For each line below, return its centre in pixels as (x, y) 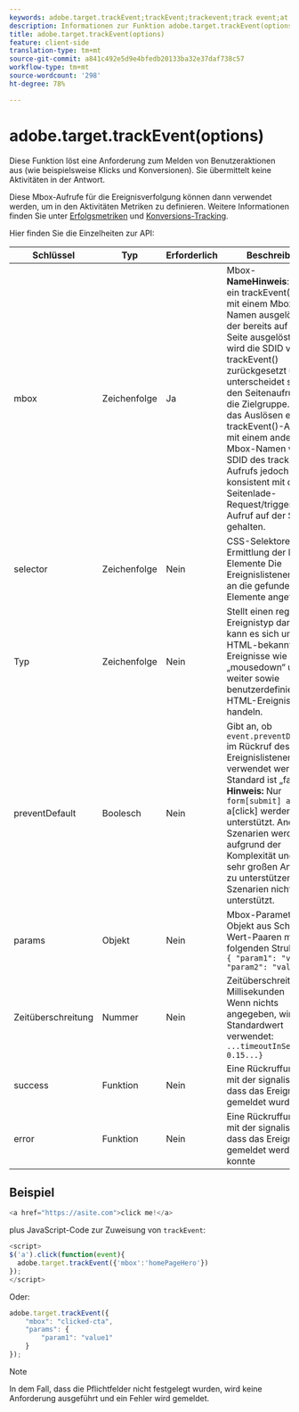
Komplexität (251, 855)
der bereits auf (257, 326)
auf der (271, 516)
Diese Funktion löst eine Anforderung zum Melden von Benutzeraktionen (142, 161)
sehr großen (252, 866)
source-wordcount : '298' (55, 76)
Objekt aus (249, 926)
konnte (241, 1160)
